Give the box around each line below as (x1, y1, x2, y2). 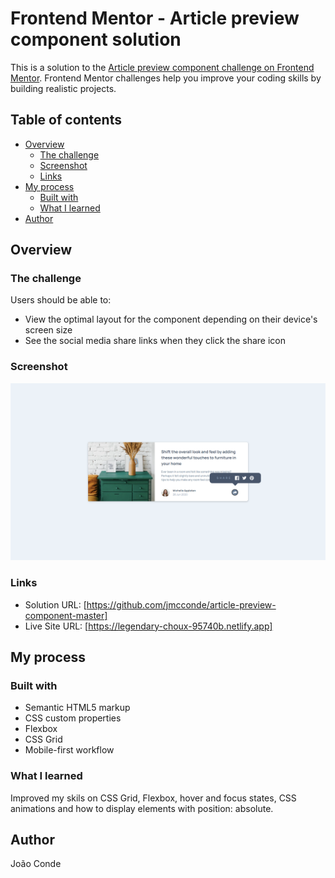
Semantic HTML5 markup (24, 702, 131, 714)
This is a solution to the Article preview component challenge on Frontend (10, 61, 315, 73)
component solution (10, 28, 182, 51)
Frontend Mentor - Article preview (10, 7, 300, 30)
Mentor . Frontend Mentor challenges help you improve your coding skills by (10, 72, 322, 84)
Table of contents (10, 112, 122, 129)
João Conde (10, 858, 62, 870)
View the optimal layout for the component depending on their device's (24, 313, 318, 326)
